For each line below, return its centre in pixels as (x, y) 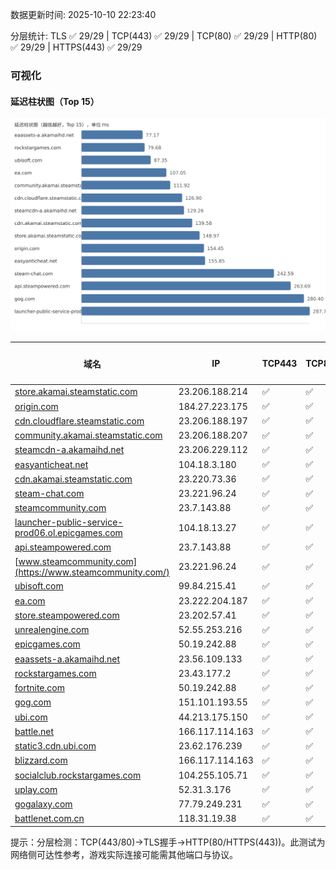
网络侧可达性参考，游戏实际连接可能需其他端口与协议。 (124, 855)
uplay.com (36, 789)
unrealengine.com (52, 630)
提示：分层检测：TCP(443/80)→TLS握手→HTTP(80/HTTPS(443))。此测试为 (168, 842)
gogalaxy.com (43, 804)
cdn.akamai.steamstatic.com (73, 479)
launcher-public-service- (69, 522)
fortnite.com (39, 688)
